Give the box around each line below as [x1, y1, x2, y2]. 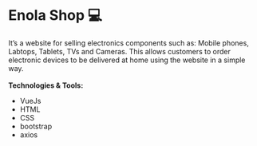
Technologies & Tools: [8, 81, 84, 90]
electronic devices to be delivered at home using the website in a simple [8, 55, 246, 65]
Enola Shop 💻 [8, 6, 103, 25]
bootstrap [19, 121, 53, 131]
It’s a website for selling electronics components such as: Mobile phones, [8, 37, 249, 48]
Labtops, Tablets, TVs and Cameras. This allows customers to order [8, 46, 231, 56]
